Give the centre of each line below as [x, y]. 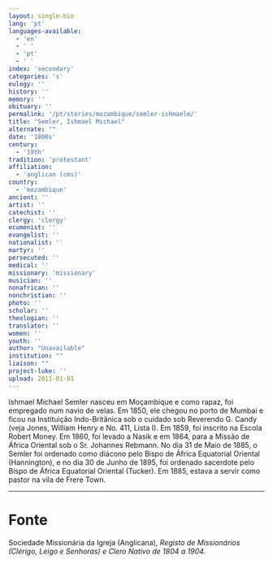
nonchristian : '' [38, 296]
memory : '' [27, 99]
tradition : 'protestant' [50, 159]
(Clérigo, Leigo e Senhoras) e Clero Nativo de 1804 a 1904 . [107, 551]
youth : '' [25, 341]
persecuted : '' [34, 258]
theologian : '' [34, 318]
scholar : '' [28, 310]
